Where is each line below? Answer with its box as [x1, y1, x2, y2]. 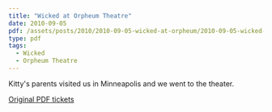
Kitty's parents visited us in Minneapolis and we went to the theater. [8, 78, 235, 89]
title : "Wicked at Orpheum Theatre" [8, 11, 132, 20]
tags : [8, 42, 27, 50]
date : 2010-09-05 [8, 19, 67, 27]
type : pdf [8, 34, 42, 43]
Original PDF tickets [8, 94, 74, 104]
